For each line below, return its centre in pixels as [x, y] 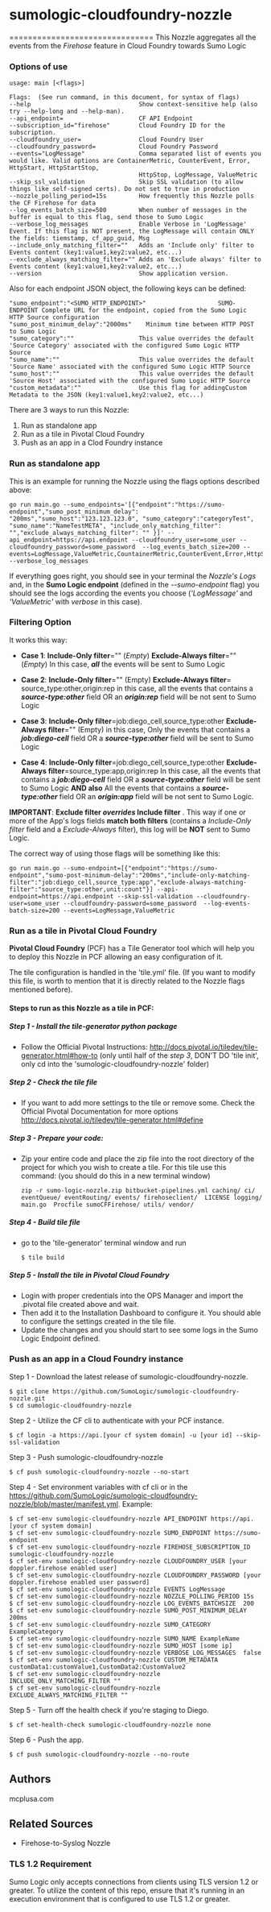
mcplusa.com [32, 1798]
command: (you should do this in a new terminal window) [116, 1176]
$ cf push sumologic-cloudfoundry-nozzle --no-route [99, 1754]
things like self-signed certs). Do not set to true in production [125, 189]
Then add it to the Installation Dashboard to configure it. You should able [141, 1313]
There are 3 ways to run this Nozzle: [69, 410]
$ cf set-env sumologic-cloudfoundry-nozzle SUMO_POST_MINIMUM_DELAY [128, 1610]
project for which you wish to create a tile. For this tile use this [123, 1167]
